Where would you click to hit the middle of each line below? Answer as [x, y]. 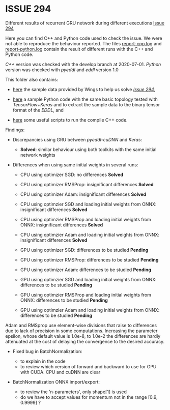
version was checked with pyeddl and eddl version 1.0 [62, 70]
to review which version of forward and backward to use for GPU [88, 366]
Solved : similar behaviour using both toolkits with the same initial [88, 149]
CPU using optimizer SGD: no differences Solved [72, 174]
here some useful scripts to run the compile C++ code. [70, 120]
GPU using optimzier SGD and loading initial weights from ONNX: [88, 279]
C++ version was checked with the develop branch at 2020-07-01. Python [83, 64]
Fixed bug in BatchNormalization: [47, 351]
